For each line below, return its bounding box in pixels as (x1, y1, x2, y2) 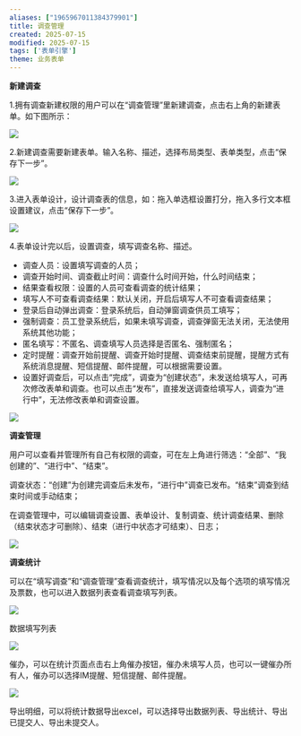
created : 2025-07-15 (9, 30, 87, 39)
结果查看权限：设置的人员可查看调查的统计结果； (21, 282, 203, 292)
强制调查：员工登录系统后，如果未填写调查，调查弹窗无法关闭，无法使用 (21, 316, 289, 326)
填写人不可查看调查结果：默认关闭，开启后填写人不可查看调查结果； (21, 293, 274, 304)
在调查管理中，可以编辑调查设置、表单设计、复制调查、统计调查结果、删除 (9, 510, 284, 520)
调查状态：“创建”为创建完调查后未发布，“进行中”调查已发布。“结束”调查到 (9, 480, 281, 489)
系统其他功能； (21, 327, 78, 337)
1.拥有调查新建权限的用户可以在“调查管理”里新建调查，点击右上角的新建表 (9, 100, 281, 110)
